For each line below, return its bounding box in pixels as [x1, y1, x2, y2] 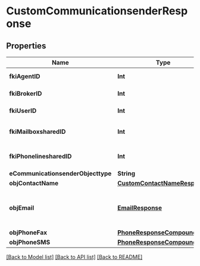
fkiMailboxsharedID [9, 127, 66, 136]
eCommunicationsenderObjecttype [9, 169, 112, 178]
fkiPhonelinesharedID [9, 152, 72, 160]
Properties [6, 41, 46, 51]
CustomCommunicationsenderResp [6, 4, 188, 18]
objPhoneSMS [9, 238, 51, 246]
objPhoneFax [9, 228, 48, 237]
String [117, 169, 136, 178]
